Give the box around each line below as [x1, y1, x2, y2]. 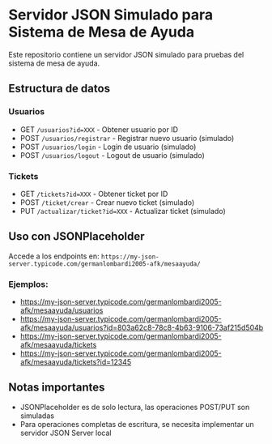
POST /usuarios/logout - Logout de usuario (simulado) [19, 150, 205, 160]
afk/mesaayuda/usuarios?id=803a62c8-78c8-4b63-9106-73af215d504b [19, 322, 264, 333]
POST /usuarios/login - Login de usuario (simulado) [19, 142, 197, 152]
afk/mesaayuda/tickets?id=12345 [19, 357, 132, 367]
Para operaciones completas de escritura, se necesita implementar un [19, 419, 255, 429]
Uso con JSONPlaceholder [8, 229, 145, 244]
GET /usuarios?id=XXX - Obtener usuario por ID [19, 124, 179, 134]
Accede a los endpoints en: [8, 251, 100, 261]
